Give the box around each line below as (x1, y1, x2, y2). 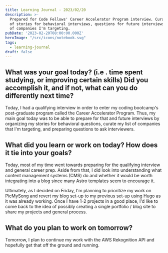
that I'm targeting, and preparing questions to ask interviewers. (5, 126, 135, 132)
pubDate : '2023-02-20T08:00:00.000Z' (5, 31, 84, 36)
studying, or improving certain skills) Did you (5, 76, 148, 84)
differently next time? (5, 91, 74, 100)
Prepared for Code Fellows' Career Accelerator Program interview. (9, 17, 153, 22)
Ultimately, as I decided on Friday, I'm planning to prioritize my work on (5, 188, 151, 194)
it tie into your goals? (5, 149, 72, 157)
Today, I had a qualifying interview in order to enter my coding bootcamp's (5, 105, 159, 111)
